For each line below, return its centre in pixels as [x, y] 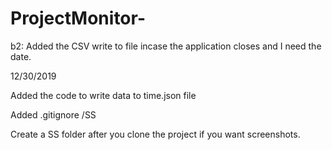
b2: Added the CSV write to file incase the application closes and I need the [166, 46]
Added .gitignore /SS [53, 114]
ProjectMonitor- [78, 18]
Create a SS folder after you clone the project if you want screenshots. [155, 134]
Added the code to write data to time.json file [103, 95]
